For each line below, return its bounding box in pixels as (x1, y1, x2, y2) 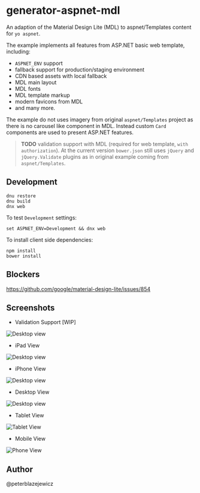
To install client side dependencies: (6, 236, 93, 243)
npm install (6, 248, 36, 254)
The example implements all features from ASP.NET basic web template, (6, 41, 185, 49)
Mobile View (14, 435, 46, 442)
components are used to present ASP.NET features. (6, 129, 134, 136)
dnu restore (6, 193, 36, 199)
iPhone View (14, 365, 46, 373)
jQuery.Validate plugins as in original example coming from (20, 153, 169, 160)
